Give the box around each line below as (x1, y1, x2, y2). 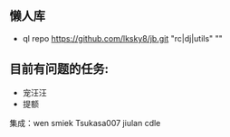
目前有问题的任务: (9, 61, 110, 77)
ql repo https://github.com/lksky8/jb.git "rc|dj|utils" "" (22, 32, 224, 43)
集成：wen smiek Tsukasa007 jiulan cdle (9, 117, 161, 128)
